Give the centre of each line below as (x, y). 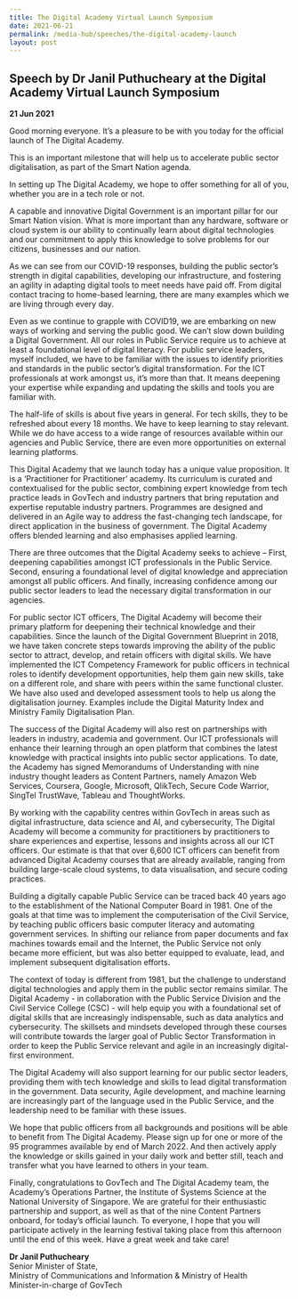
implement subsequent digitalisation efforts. (90, 962)
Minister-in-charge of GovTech (66, 1285)
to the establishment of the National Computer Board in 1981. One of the (141, 905)
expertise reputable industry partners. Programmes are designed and (137, 507)
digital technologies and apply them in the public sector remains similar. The (149, 989)
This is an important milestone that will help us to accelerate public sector (144, 158)
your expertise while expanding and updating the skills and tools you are (142, 387)
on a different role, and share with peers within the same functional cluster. (146, 684)
